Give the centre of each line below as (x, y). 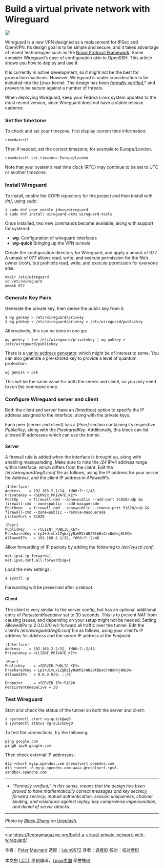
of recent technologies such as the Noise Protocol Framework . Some (74, 52)
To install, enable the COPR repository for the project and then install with (79, 195)
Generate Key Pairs (28, 298)
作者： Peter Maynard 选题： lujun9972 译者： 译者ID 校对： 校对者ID (72, 850)
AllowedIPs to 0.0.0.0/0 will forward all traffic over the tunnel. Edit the (75, 625)
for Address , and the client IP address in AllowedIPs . (58, 478)
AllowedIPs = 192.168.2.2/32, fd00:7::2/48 (52, 538)
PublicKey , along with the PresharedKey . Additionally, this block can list (77, 430)
